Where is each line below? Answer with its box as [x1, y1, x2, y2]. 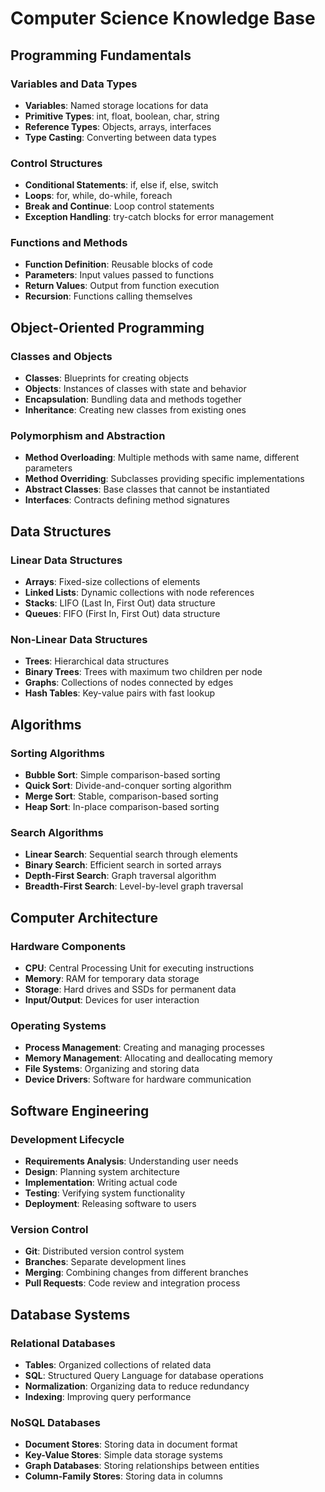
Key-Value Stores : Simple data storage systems [24, 1449, 223, 1461]
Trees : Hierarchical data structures [24, 655, 170, 667]
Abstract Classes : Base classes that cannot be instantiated [24, 483, 270, 496]
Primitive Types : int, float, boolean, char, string [24, 110, 220, 122]
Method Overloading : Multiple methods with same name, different [24, 452, 300, 464]
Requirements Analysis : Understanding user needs [24, 1155, 239, 1167]
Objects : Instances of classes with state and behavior [24, 383, 247, 395]
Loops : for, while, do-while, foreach [24, 190, 173, 202]
